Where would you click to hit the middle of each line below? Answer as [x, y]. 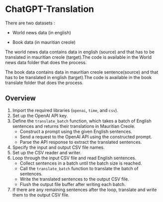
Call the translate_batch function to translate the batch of [79, 168]
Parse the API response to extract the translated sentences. [81, 142]
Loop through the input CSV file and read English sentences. [74, 158]
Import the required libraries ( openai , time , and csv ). [65, 110]
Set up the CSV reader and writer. [47, 152]
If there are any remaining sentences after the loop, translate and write [84, 190]
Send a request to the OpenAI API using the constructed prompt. [86, 137]
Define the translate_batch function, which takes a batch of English [82, 121]
